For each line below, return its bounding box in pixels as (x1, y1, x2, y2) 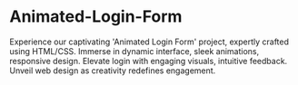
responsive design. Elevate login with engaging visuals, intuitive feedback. (9, 55, 288, 66)
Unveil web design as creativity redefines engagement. (9, 65, 216, 76)
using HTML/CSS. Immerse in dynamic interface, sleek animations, (9, 45, 260, 56)
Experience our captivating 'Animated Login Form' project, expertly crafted (9, 36, 289, 47)
